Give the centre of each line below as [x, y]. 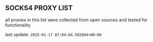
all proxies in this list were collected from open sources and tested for [76, 20]
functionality [18, 25]
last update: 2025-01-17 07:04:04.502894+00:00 [53, 34]
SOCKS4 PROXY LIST [39, 8]
